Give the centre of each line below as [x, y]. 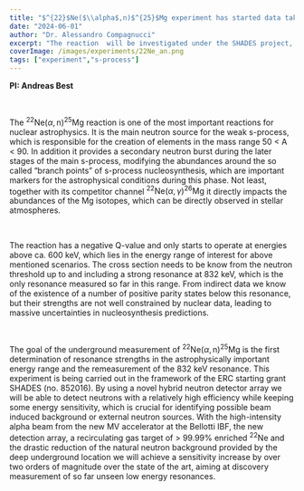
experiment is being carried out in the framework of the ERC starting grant [148, 378]
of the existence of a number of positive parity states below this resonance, [150, 294]
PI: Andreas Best [42, 86]
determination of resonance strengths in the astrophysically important [139, 359]
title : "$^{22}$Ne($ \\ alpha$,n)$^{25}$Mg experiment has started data [145, 18]
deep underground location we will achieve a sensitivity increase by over [145, 457]
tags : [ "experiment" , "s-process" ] [75, 60]
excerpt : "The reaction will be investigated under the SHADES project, [152, 43]
